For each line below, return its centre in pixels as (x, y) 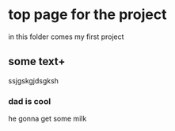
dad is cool (30, 101)
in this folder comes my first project (66, 37)
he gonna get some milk (48, 119)
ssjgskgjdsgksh (34, 80)
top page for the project (87, 15)
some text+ (37, 62)
